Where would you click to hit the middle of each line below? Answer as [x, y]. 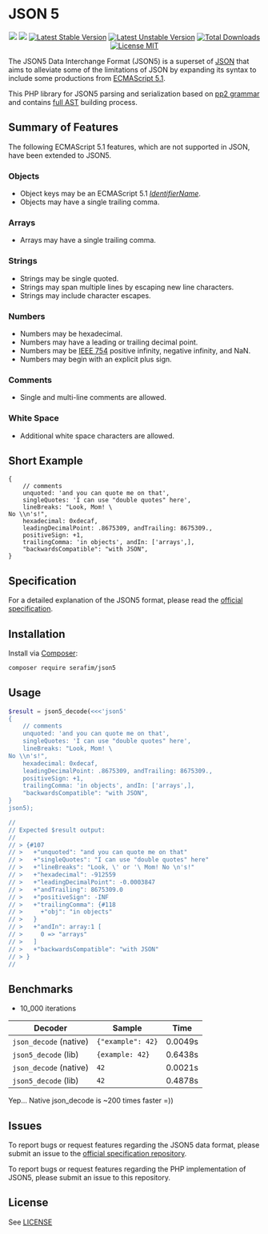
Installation [37, 634]
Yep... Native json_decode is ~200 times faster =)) [91, 1101]
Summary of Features [63, 128]
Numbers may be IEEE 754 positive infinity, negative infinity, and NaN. [135, 350]
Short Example [46, 460]
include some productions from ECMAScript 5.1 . [87, 78]
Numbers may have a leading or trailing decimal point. [109, 342]
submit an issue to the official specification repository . [98, 1154]
